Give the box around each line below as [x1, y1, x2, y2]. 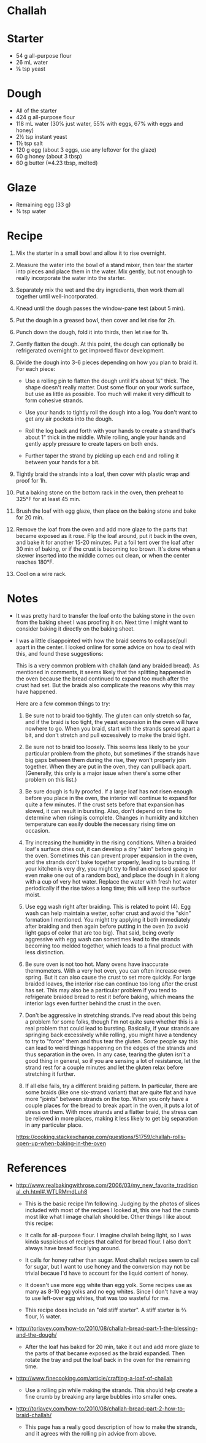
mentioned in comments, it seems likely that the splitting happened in [15, 668, 191, 675]
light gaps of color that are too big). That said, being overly [25, 928, 174, 936]
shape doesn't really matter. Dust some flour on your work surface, [25, 383, 195, 391]
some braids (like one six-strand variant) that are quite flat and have [25, 1088, 197, 1096]
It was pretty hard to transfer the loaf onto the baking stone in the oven [15, 612, 195, 619]
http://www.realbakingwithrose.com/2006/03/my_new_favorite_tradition [15, 1181, 198, 1189]
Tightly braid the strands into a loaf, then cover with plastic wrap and [15, 470, 190, 478]
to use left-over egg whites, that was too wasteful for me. [25, 1294, 170, 1302]
